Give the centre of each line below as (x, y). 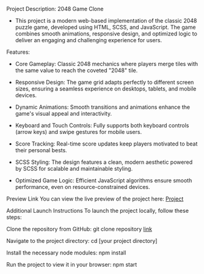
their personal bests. (41, 150)
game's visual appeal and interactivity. (64, 113)
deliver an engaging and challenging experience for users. (89, 40)
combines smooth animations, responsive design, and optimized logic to (106, 34)
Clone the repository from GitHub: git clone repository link (79, 229)
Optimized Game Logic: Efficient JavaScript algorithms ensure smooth (104, 180)
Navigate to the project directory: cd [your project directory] (82, 241)
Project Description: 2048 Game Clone (55, 9)
